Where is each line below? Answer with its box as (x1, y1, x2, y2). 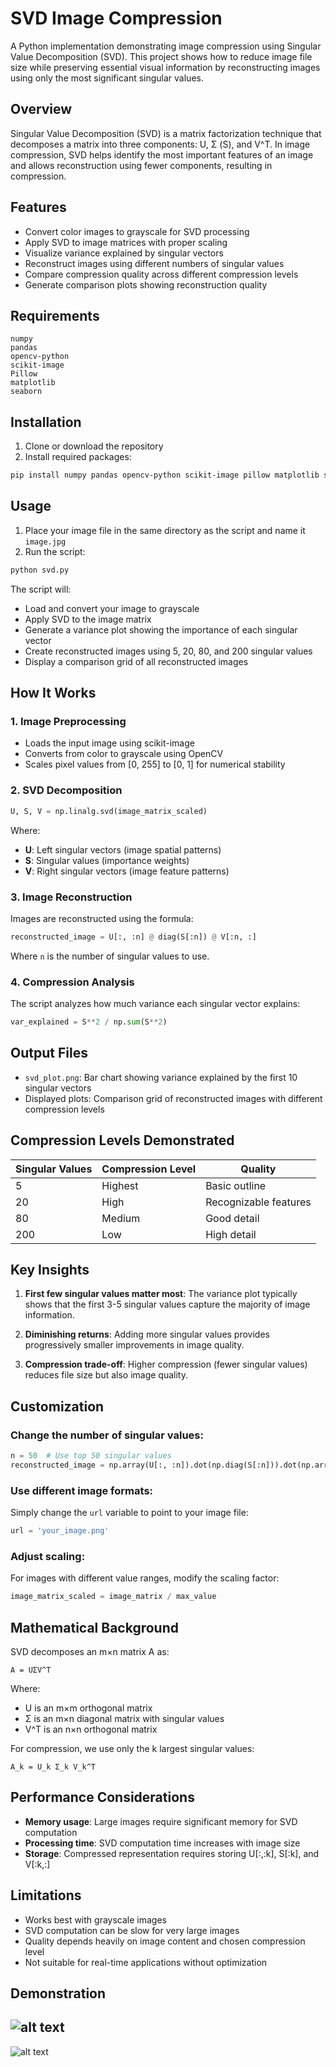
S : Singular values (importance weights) (24, 854, 190, 866)
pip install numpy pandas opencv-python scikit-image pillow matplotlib (10, 470, 320, 481)
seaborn (10, 387, 43, 397)
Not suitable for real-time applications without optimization (24, 1956, 268, 1968)
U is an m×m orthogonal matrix (24, 1702, 153, 1714)
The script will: (10, 583, 72, 595)
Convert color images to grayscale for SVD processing (24, 225, 250, 237)
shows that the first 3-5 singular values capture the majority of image (24, 1298, 311, 1311)
